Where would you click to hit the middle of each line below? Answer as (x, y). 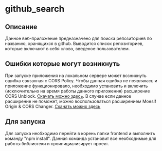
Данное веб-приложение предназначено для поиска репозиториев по (79, 38)
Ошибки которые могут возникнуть (63, 64)
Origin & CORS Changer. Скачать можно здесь (53, 106)
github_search (35, 9)
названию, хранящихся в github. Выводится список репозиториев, (74, 44)
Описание (21, 27)
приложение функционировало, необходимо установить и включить (77, 86)
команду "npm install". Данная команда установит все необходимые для (81, 138)
